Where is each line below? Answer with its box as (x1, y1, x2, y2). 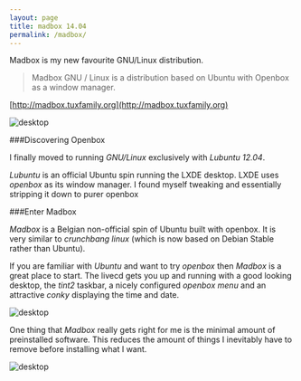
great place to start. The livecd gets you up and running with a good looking (9, 271, 292, 281)
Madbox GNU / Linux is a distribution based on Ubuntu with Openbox (31, 72, 289, 83)
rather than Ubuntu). (9, 243, 86, 254)
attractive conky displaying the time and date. (9, 290, 180, 300)
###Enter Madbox (9, 206, 77, 217)
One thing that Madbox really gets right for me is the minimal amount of (9, 325, 276, 336)
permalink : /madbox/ (9, 30, 88, 39)
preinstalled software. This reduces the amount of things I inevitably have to (9, 334, 292, 345)
